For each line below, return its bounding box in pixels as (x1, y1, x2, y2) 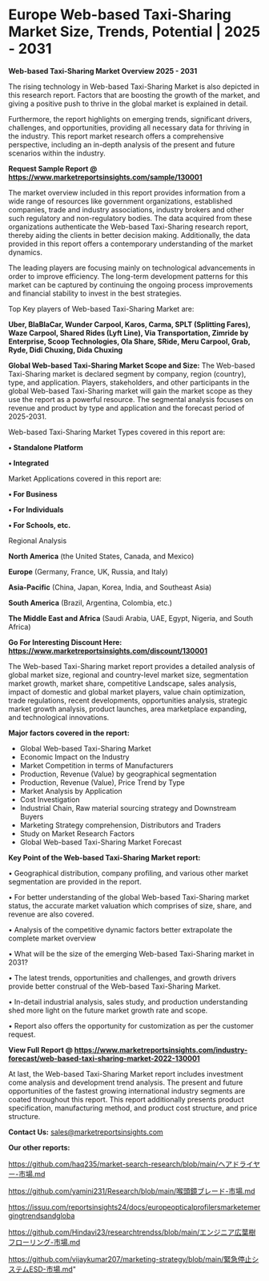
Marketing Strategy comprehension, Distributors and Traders (19, 820, 222, 830)
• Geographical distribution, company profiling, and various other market (8, 868, 249, 878)
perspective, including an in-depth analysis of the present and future (8, 139, 235, 149)
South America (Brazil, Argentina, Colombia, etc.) (8, 598, 173, 607)
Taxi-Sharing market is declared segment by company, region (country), (8, 369, 247, 378)
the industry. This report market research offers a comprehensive (8, 131, 224, 141)
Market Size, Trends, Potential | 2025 (8, 22, 261, 41)
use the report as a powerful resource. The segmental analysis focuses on (8, 394, 254, 404)
